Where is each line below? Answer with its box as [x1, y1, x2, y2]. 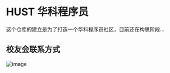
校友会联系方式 [6, 44, 60, 54]
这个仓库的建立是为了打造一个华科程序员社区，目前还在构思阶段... [6, 26, 165, 33]
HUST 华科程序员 [6, 5, 89, 19]
